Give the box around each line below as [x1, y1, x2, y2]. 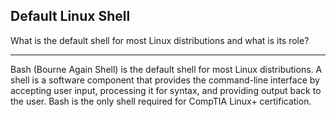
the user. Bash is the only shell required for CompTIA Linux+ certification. [10, 95, 312, 107]
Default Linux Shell [10, 8, 131, 25]
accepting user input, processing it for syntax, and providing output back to [10, 84, 322, 96]
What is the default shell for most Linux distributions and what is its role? [10, 34, 310, 46]
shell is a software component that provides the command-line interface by [10, 74, 320, 86]
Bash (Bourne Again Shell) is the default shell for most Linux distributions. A [10, 63, 323, 75]
